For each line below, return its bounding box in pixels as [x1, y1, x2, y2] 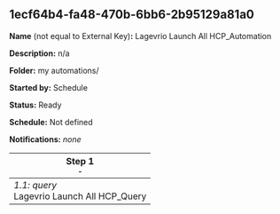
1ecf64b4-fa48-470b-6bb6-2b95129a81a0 [9, 7, 254, 22]
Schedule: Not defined [9, 116, 93, 127]
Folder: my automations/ [9, 65, 99, 75]
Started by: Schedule [9, 82, 89, 92]
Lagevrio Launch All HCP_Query [13, 190, 147, 202]
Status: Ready [9, 99, 62, 110]
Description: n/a [9, 48, 70, 59]
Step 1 [66, 155, 95, 167]
